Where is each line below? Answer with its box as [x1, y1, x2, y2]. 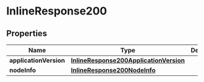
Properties [6, 28, 47, 39]
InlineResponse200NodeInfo [70, 66, 156, 74]
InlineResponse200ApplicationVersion [70, 56, 185, 65]
